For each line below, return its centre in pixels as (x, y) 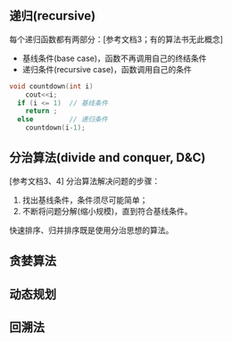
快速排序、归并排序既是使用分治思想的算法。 (91, 229)
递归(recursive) (53, 16)
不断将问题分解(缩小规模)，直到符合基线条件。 (108, 211)
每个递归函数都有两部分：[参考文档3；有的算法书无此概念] (116, 39)
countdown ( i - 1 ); (56, 128)
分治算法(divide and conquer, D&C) (108, 158)
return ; (41, 111)
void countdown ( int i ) (51, 86)
